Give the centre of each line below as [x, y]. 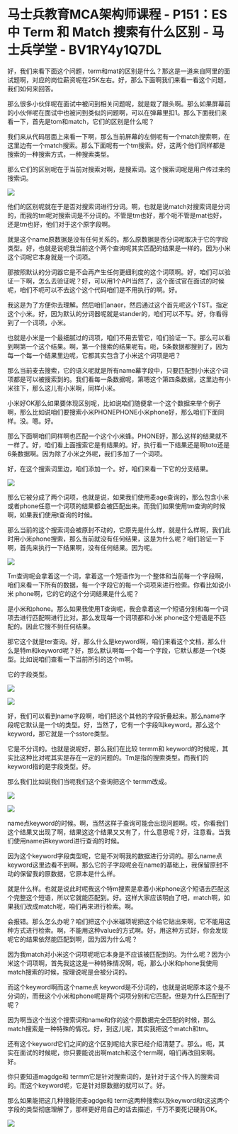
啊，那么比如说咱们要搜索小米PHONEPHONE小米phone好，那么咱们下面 [113, 412]
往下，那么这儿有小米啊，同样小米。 [66, 388]
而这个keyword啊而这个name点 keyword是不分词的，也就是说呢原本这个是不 [119, 987]
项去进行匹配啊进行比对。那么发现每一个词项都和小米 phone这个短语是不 [114, 617]
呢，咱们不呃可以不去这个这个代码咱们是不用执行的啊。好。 [94, 290]
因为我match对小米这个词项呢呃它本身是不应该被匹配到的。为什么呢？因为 [116, 954]
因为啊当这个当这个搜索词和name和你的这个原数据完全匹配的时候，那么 [112, 1020]
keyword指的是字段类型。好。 [51, 766]
